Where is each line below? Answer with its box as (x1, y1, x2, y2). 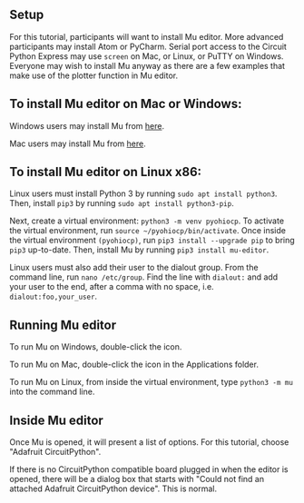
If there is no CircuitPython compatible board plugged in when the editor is (9, 464, 289, 475)
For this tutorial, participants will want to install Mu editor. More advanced (9, 31, 284, 42)
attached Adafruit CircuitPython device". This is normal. (9, 483, 218, 494)
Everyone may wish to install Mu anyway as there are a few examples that (9, 60, 286, 71)
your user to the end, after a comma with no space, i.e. (9, 281, 215, 292)
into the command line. (9, 386, 95, 398)
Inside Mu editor (9, 412, 104, 428)
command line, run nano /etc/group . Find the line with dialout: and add (9, 271, 279, 282)
